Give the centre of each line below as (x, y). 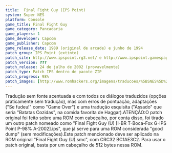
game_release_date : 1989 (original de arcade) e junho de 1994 (74, 48)
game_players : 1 (23, 34)
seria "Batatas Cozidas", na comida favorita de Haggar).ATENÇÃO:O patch (84, 112)
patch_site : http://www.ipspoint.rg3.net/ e (53, 58)
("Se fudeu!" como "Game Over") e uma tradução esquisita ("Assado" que (84, 107)
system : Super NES (25, 15)
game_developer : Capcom (31, 39)
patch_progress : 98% (27, 77)
